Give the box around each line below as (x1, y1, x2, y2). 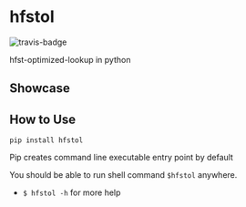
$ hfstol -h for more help (22, 187, 121, 198)
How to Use (9, 111, 77, 127)
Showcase (9, 80, 71, 97)
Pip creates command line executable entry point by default (9, 152, 234, 163)
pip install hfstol (9, 136, 84, 145)
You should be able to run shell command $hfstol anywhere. (9, 170, 238, 181)
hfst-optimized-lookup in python (9, 54, 131, 65)
